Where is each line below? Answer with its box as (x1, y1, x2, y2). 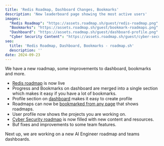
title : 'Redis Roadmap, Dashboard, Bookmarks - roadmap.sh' (9, 43, 134, 48)
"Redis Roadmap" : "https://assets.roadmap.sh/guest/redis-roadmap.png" (9, 20, 159, 26)
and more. (5, 71, 26, 77)
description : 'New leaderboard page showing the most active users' (5, 12, 147, 17)
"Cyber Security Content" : (9, 35, 64, 39)
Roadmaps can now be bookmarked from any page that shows (12, 101, 139, 107)
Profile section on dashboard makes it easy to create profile (12, 96, 133, 102)
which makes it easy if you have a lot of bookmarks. (12, 91, 117, 96)
